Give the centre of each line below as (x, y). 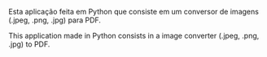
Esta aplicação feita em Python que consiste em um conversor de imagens (133, 12)
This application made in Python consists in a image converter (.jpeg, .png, (134, 36)
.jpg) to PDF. (29, 44)
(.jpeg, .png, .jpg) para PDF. (55, 20)
